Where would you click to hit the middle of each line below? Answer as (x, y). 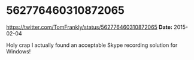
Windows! (19, 51)
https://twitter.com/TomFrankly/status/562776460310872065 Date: (89, 27)
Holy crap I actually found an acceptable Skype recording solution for (92, 45)
